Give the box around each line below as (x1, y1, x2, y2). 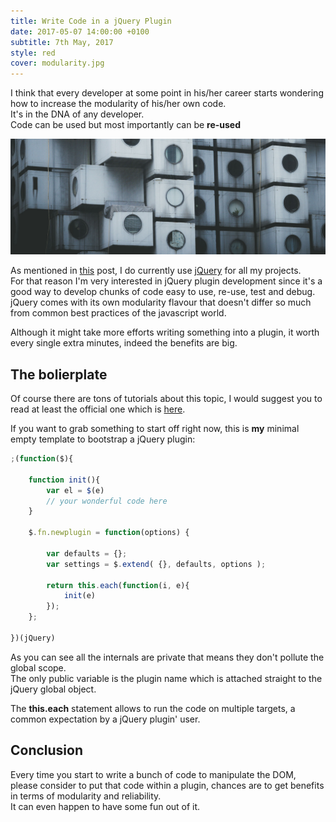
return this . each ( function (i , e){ (46, 580, 190, 590)
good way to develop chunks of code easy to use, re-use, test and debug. (10, 286, 316, 298)
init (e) (63, 591, 97, 601)
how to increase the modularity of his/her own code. (10, 98, 227, 110)
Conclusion (10, 742, 84, 759)
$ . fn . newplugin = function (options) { (28, 528, 190, 538)
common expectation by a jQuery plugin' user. (10, 713, 201, 725)
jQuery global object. (10, 683, 97, 695)
